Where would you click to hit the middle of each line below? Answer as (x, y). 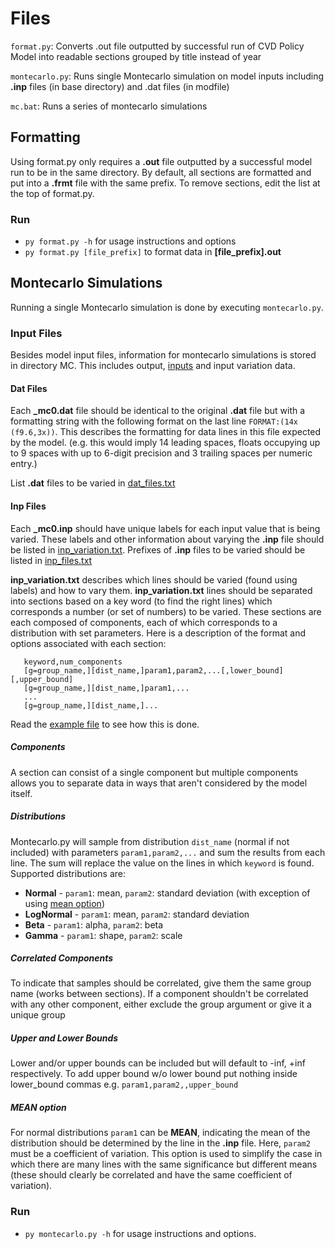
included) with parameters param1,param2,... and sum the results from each (168, 852)
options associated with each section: (88, 643)
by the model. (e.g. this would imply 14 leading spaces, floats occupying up (165, 443)
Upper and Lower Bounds (64, 1038)
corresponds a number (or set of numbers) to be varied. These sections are (166, 611)
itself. (21, 793)
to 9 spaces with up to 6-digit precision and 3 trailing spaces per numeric (161, 453)
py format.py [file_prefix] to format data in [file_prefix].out (153, 252)
